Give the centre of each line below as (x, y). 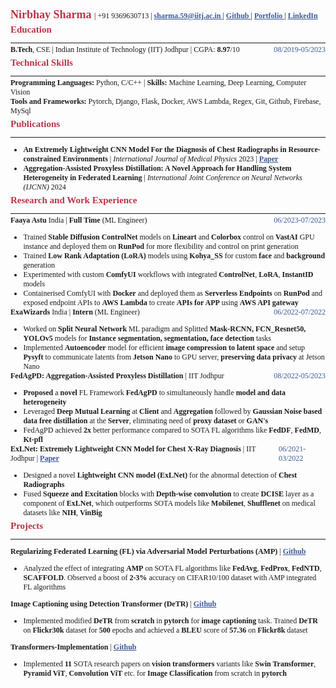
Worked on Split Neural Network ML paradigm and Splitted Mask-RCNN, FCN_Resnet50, (165, 329)
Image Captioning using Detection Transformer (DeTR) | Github (113, 604)
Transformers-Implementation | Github (73, 647)
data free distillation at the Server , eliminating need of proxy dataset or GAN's (146, 421)
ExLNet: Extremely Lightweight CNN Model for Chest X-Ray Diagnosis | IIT (133, 449)
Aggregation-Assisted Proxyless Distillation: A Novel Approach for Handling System (157, 168)
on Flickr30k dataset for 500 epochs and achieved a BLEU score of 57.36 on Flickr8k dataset (165, 630)
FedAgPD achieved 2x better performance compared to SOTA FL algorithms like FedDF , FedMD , (172, 430)
